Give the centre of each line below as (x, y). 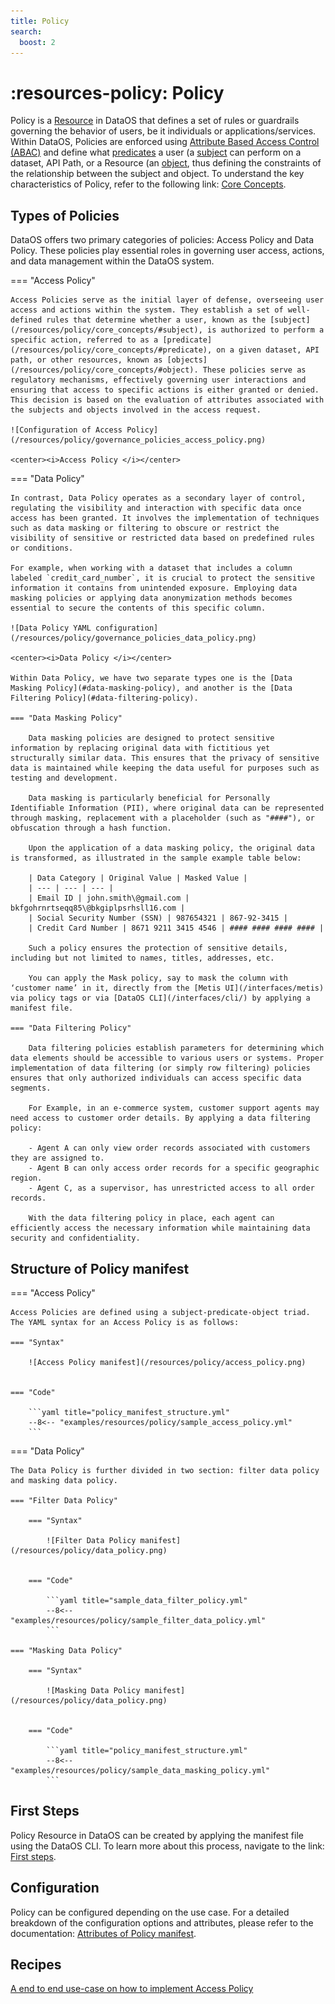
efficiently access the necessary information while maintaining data (160, 1228)
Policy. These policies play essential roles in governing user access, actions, (167, 251)
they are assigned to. (57, 1158)
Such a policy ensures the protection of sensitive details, (158, 948)
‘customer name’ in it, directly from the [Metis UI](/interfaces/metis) (167, 988)
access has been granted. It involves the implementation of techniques (165, 518)
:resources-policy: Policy (117, 92)
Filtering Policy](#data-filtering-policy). (104, 698)
